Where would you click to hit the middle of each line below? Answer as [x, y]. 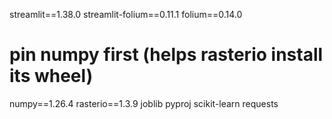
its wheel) [51, 76]
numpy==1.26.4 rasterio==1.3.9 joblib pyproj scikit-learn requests [144, 103]
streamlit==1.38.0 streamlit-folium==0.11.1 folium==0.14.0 [126, 14]
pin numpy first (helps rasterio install [166, 55]
